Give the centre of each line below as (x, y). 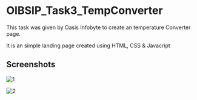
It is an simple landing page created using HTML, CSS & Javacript (88, 45)
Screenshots (31, 65)
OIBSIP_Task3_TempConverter (85, 11)
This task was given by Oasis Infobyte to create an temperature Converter (98, 27)
